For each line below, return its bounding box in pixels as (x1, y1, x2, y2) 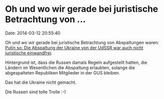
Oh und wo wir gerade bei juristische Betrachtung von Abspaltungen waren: (5, 39, 159, 45)
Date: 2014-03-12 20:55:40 (5, 30, 61, 36)
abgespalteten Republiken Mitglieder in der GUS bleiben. (5, 70, 120, 75)
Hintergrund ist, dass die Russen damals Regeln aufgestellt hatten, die (5, 59, 148, 65)
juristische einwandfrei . (5, 50, 53, 56)
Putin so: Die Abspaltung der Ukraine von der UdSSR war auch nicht (5, 45, 144, 50)
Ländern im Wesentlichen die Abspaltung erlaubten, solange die (5, 65, 135, 71)
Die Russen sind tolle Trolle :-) (5, 89, 66, 95)
